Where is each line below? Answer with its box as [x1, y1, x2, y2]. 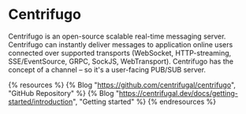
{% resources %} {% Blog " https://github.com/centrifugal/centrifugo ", [8, 80, 237, 90]
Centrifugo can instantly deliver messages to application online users [8, 39, 233, 49]
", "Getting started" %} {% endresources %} [72, 97, 217, 106]
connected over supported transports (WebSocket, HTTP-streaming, [8, 48, 232, 57]
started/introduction [8, 97, 73, 106]
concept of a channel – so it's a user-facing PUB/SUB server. [8, 64, 207, 74]
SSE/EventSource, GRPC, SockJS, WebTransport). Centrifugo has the [8, 57, 234, 66]
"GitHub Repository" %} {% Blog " [8, 88, 120, 97]
